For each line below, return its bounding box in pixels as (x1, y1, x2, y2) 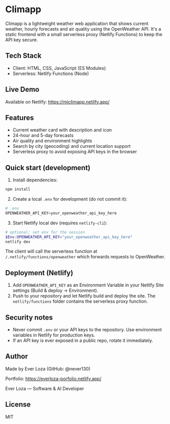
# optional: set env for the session (5, 229, 85, 235)
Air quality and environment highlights (12, 138, 92, 144)
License (5, 400, 31, 409)
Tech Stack (5, 51, 42, 60)
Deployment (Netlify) (5, 269, 74, 277)
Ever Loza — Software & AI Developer (5, 385, 85, 391)
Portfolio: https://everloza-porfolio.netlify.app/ (5, 376, 101, 382)
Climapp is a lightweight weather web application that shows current (5, 20, 149, 26)
